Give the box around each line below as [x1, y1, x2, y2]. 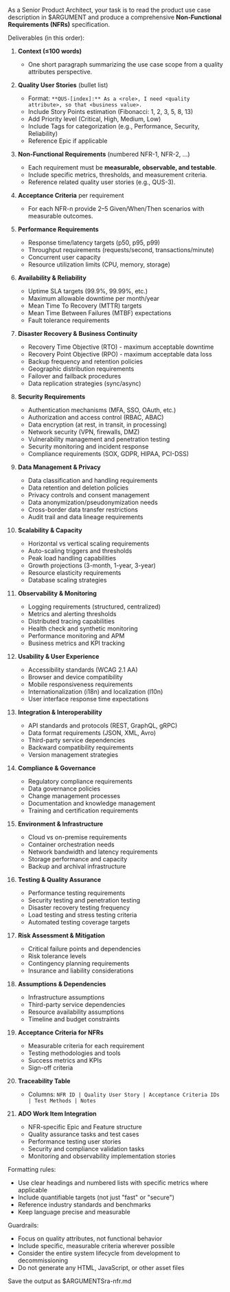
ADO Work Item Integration [17, 1109, 97, 1118]
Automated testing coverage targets [27, 918, 130, 926]
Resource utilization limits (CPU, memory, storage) [27, 260, 171, 269]
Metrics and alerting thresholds [27, 610, 117, 617]
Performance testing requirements [27, 889, 126, 897]
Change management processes [27, 792, 121, 800]
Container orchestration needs [27, 841, 115, 848]
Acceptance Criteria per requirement [17, 192, 124, 199]
